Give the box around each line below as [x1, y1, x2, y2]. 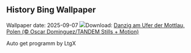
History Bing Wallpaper [6, 5, 96, 15]
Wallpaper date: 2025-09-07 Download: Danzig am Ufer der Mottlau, [6, 21, 185, 29]
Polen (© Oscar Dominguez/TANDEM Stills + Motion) [6, 28, 139, 35]
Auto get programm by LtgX [6, 39, 76, 47]
